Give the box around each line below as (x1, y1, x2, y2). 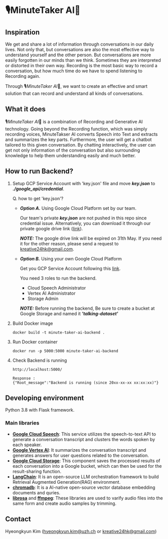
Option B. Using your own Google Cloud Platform (20, 255, 122, 261)
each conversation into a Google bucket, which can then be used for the (12, 463, 162, 469)
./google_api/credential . (12, 186, 64, 192)
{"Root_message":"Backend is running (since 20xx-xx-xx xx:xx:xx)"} (12, 380, 159, 385)
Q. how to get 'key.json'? (12, 195, 64, 201)
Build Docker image (12, 320, 54, 326)
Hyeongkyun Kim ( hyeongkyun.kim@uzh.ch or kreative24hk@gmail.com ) (5, 528, 157, 534)
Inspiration (5, 28, 40, 36)
